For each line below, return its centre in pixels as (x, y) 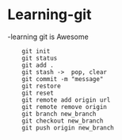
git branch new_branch (59, 114)
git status (40, 58)
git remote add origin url (66, 100)
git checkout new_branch (63, 121)
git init (36, 51)
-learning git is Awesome (48, 37)
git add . (38, 65)
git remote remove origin (65, 107)
